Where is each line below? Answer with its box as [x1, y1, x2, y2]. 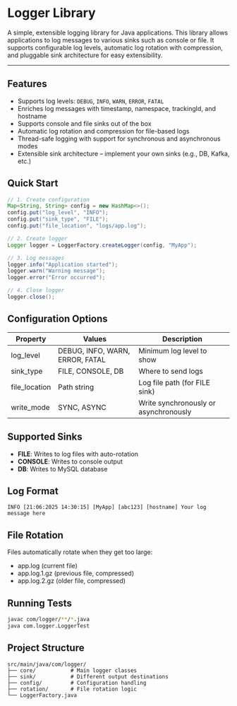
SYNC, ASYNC [57, 402, 107, 412]
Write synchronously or [138, 398, 217, 408]
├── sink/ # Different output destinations [7, 673, 169, 680]
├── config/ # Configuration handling [7, 679, 147, 686]
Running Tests [7, 597, 72, 609]
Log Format [7, 485, 59, 497]
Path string [57, 382, 94, 392]
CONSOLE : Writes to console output [17, 457, 123, 466]
